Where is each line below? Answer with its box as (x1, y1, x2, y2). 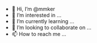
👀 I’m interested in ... (11, 12, 62, 19)
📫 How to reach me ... (11, 31, 66, 37)
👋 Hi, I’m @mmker (11, 6, 55, 12)
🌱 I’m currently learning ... (11, 18, 75, 24)
